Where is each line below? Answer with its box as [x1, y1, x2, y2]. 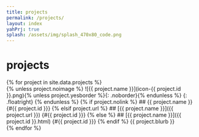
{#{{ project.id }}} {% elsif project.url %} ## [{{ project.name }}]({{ [6, 105, 174, 112]
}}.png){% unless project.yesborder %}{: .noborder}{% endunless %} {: [6, 92, 187, 99]
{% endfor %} [6, 124, 42, 132]
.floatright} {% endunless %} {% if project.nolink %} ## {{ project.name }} [6, 98, 193, 106]
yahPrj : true [6, 26, 40, 33]
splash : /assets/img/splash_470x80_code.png [6, 32, 122, 38]
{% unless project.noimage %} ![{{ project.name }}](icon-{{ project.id [6, 85, 181, 93]
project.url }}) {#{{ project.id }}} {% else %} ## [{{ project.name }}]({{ [6, 111, 182, 119]
